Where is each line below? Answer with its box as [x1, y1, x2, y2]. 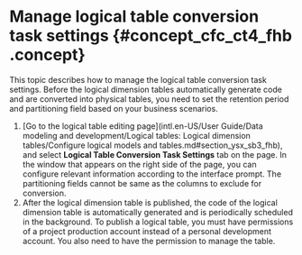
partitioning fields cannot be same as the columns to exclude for [22, 178, 262, 188]
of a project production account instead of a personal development [22, 225, 272, 236]
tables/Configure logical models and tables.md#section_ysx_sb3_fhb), [22, 140, 283, 150]
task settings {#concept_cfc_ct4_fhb [9, 25, 293, 46]
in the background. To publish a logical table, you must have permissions [22, 216, 294, 227]
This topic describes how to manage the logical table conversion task [9, 74, 268, 85]
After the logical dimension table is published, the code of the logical [22, 196, 278, 208]
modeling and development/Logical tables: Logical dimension [22, 130, 251, 141]
